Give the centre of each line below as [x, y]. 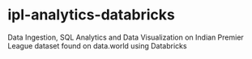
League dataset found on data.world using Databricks [97, 45]
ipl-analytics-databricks [91, 15]
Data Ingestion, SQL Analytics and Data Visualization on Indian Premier [126, 37]
